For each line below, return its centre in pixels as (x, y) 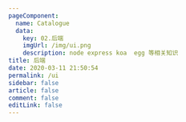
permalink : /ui (34, 75)
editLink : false (35, 105)
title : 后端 (27, 61)
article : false (34, 90)
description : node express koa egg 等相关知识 (101, 53)
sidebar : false (34, 83)
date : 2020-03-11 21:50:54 (53, 68)
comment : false (34, 98)
